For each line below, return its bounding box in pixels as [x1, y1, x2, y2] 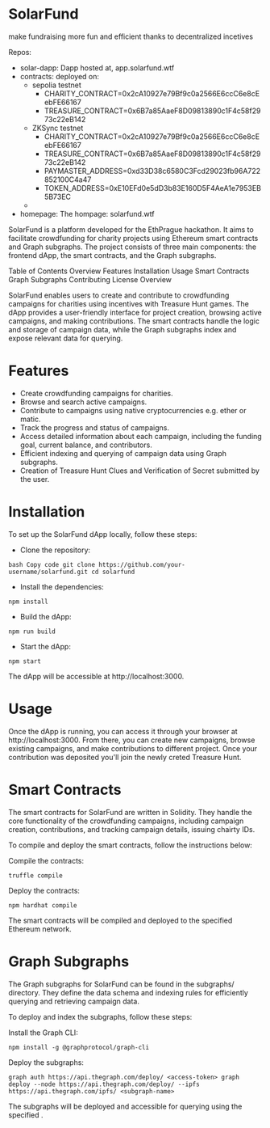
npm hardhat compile [8, 901, 78, 910]
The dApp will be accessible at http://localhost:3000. [8, 671, 185, 681]
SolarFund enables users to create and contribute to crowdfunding [8, 290, 230, 300]
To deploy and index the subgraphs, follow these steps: [8, 1012, 193, 1021]
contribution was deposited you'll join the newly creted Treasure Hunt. [8, 752, 242, 762]
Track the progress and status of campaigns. [19, 422, 169, 433]
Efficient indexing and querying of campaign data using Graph [19, 448, 227, 458]
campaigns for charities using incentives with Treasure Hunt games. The [8, 298, 250, 308]
